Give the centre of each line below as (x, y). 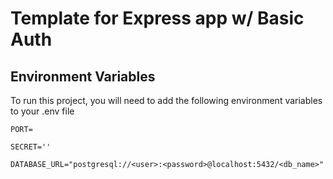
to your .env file (42, 111)
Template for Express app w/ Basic (157, 18)
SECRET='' (31, 147)
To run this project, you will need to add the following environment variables (166, 100)
